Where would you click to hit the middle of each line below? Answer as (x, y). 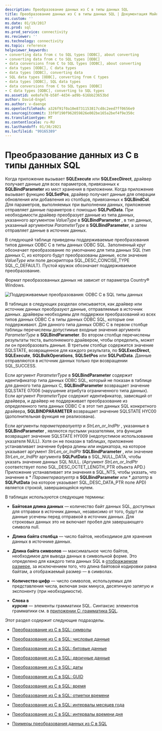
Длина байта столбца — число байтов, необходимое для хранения (82, 537)
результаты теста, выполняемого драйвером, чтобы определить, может (80, 340)
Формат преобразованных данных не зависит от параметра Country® (77, 280)
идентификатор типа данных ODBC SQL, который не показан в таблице (78, 381)
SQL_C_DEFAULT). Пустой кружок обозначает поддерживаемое (71, 266)
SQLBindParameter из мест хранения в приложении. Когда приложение (79, 189)
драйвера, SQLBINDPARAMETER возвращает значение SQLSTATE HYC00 (81, 411)
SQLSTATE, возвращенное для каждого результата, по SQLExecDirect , (78, 350)
